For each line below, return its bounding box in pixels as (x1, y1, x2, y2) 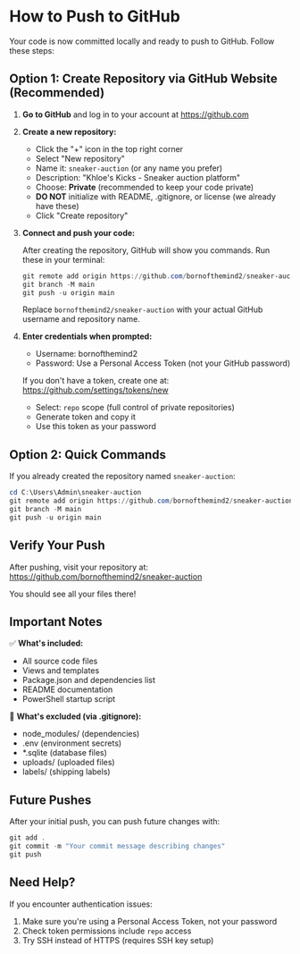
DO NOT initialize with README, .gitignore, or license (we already (35, 190, 277, 202)
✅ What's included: (9, 637, 84, 649)
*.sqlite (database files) (21, 747, 107, 758)
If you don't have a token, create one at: (21, 376, 170, 386)
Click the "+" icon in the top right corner (35, 143, 184, 154)
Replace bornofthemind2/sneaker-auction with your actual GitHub (21, 304, 263, 315)
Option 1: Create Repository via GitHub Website (9, 72, 279, 87)
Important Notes (9, 614, 103, 629)
